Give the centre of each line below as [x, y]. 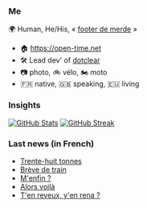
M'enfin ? [35, 177]
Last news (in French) [51, 144]
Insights [24, 105]
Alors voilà [37, 186]
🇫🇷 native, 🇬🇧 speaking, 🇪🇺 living [80, 84]
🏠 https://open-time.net [61, 48]
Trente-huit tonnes [51, 161]
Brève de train [43, 169]
